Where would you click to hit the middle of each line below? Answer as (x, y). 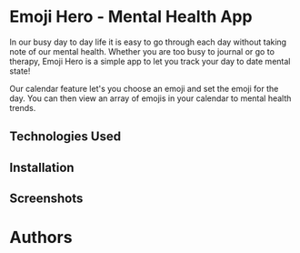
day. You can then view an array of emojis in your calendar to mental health (150, 98)
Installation (42, 167)
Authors (41, 238)
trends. (23, 107)
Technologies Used (65, 137)
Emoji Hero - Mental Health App (131, 17)
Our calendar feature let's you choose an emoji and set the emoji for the (144, 88)
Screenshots (46, 199)
